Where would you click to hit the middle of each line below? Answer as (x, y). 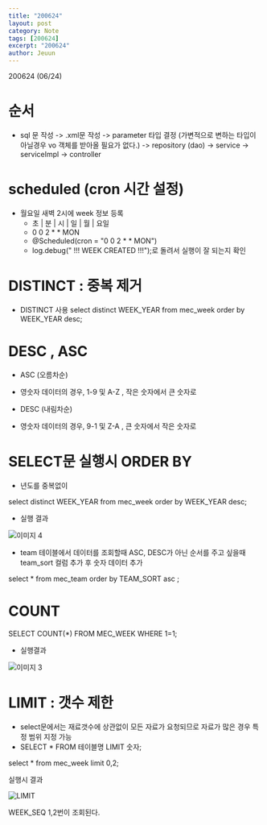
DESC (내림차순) (46, 408)
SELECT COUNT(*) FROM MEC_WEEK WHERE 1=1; (93, 633)
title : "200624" (35, 16)
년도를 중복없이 (44, 485)
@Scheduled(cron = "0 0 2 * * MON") (94, 240)
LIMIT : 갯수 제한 (61, 703)
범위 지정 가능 (50, 736)
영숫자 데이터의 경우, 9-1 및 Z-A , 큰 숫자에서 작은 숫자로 (108, 426)
